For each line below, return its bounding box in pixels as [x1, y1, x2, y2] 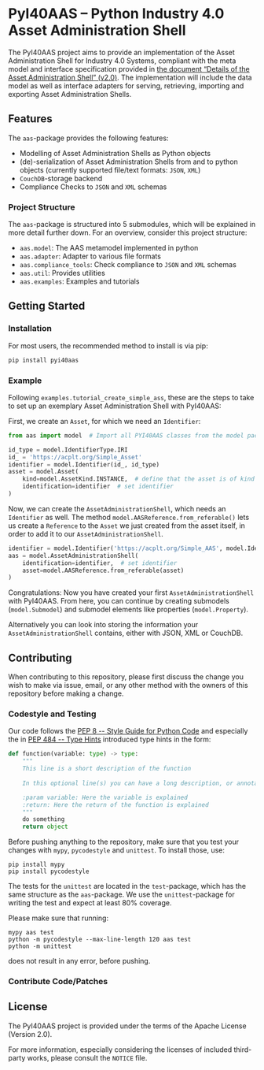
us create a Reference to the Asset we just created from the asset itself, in [8, 521, 246, 530]
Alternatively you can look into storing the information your [8, 620, 199, 630]
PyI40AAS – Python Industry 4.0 [8, 5, 225, 23]
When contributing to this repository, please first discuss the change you [8, 672, 244, 682]
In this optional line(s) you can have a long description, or [22, 779, 234, 787]
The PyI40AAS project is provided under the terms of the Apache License [8, 1021, 247, 1031]
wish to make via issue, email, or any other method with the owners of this [8, 681, 249, 690]
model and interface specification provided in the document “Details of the [8, 64, 250, 73]
